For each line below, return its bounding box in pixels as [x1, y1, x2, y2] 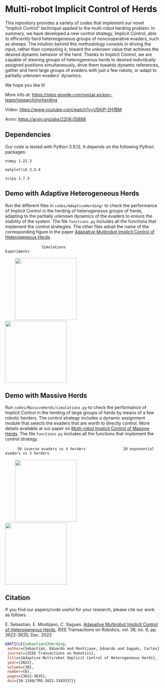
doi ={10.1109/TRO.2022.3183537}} [7, 679, 76, 684]
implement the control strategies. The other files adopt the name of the [5, 223, 149, 229]
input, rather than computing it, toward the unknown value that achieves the [5, 46, 159, 52]
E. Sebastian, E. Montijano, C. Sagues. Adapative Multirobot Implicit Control [5, 622, 158, 628]
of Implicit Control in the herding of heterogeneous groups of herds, [5, 208, 143, 213]
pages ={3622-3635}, [7, 674, 48, 679]
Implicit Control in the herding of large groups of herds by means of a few [5, 410, 154, 416]
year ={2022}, [7, 660, 34, 665]
